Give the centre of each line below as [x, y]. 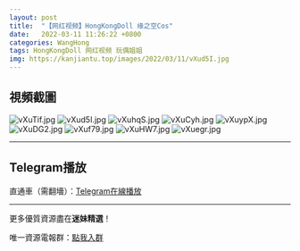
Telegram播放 [48, 167]
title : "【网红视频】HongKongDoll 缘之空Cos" [92, 26]
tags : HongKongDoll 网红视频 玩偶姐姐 [76, 51]
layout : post [33, 17]
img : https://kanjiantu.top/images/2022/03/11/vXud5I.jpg [119, 59]
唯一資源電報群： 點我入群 [56, 237]
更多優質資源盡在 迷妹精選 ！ [60, 218]
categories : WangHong [50, 42]
